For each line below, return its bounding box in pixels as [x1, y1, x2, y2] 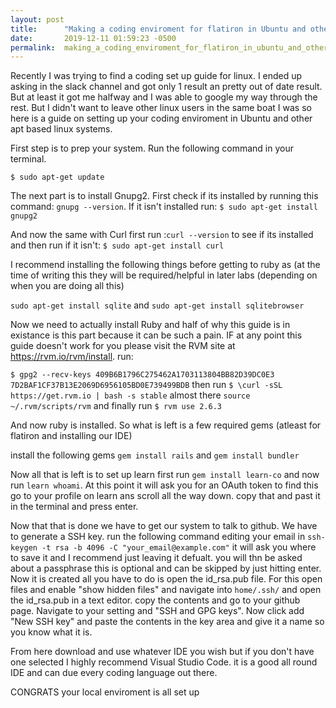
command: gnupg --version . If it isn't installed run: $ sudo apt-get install [10, 201, 318, 213]
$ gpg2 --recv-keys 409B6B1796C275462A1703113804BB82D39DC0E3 [10, 370, 275, 380]
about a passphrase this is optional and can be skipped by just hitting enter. [10, 562, 322, 575]
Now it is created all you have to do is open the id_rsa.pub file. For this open [10, 573, 323, 585]
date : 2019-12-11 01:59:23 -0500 [10, 33, 177, 43]
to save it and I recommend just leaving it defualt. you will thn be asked [10, 552, 303, 564]
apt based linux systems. [10, 123, 113, 135]
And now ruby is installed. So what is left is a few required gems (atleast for [10, 419, 322, 431]
